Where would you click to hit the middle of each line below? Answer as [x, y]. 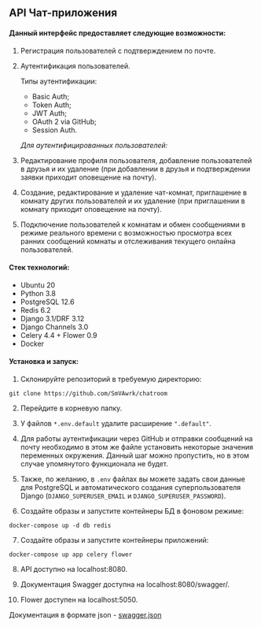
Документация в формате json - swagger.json [85, 615]
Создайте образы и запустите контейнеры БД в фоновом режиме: [132, 511]
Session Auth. [55, 130]
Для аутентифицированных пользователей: [94, 145]
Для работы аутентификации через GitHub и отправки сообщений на [136, 439]
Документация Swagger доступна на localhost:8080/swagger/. [125, 584]
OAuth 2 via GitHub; [64, 121]
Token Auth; [51, 105]
